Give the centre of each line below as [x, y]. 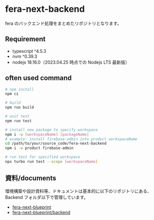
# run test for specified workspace [43, 157]
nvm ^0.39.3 [25, 56]
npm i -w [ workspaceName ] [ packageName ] [47, 134]
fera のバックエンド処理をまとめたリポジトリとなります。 [63, 23]
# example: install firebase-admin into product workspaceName [71, 139]
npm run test [18, 121]
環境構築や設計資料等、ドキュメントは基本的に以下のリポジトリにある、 [78, 191]
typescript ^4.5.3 [29, 51]
